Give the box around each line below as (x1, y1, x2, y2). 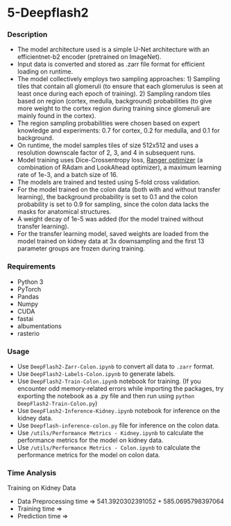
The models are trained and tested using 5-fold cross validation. (17, 178, 201, 187)
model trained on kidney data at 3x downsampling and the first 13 (17, 237, 205, 246)
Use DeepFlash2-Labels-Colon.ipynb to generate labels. (17, 370, 176, 378)
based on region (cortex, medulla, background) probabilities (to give (17, 97, 212, 105)
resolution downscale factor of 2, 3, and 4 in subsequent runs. (17, 149, 196, 157)
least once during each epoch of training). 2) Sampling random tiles (17, 90, 211, 98)
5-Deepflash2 (7, 5, 89, 21)
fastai (17, 314, 33, 323)
